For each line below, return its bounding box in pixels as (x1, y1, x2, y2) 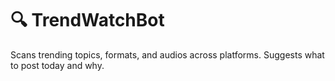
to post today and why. (10, 59, 105, 71)
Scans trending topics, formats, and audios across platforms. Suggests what (10, 48, 325, 61)
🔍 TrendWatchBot (10, 9, 165, 32)
